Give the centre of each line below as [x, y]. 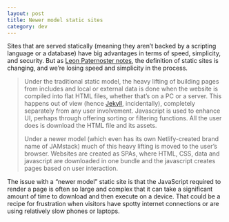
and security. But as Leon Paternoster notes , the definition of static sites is [113, 61]
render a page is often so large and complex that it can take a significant [110, 189]
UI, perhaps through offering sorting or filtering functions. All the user [123, 118]
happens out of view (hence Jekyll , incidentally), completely [109, 104]
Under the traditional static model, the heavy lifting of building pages [121, 82]
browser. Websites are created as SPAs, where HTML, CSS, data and [122, 154]
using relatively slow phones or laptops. [63, 211]
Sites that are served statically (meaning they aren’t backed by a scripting [112, 46]
